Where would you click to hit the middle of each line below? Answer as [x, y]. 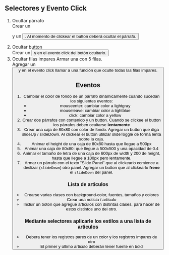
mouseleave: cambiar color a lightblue [95, 111]
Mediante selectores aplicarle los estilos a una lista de [88, 221]
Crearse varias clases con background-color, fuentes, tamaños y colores [92, 195]
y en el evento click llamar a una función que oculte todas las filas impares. [88, 70]
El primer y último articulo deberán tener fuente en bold [92, 247]
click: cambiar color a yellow [95, 115]
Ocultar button [27, 47]
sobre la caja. [92, 139]
